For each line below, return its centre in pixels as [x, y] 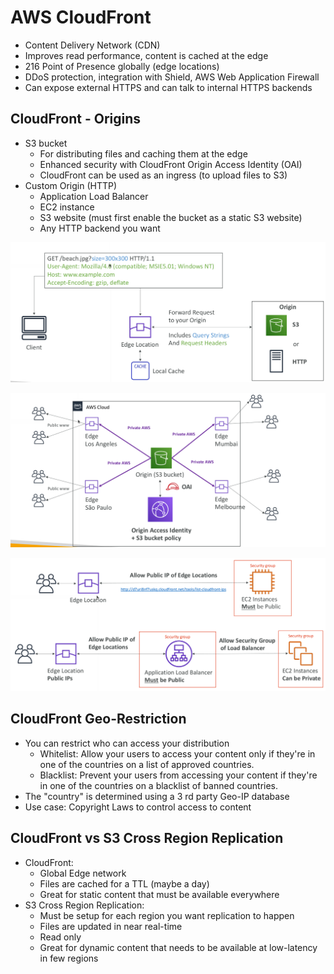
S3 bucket [46, 143]
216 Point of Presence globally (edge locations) [122, 66]
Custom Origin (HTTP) [71, 185]
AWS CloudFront [81, 17]
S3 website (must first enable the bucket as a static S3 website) [171, 217]
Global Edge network [83, 873]
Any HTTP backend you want [100, 228]
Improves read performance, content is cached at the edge [146, 55]
